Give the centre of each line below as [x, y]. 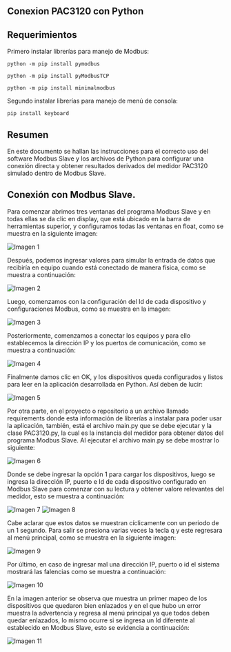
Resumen [28, 135]
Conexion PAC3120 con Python [76, 11]
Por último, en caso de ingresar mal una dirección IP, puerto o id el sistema [113, 564]
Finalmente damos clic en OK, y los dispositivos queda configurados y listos [115, 377]
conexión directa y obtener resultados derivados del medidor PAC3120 [108, 166]
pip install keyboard [38, 114]
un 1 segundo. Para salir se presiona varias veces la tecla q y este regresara [115, 530]
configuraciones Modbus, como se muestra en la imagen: [89, 309]
